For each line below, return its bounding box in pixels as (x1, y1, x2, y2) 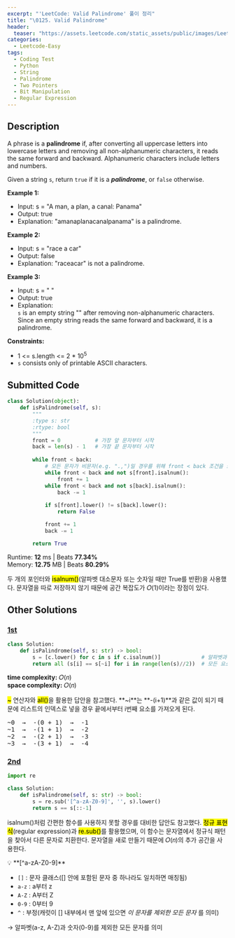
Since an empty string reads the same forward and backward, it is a (17, 315, 213, 324)
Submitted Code (7, 379, 80, 391)
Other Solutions (7, 604, 78, 616)
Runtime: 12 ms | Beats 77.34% (7, 553, 98, 561)
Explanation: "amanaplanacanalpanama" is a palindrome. (17, 217, 182, 225)
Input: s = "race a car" (17, 244, 82, 253)
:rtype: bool (32, 424, 71, 431)
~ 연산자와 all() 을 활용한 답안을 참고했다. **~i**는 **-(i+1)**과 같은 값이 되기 (7, 695, 217, 704)
